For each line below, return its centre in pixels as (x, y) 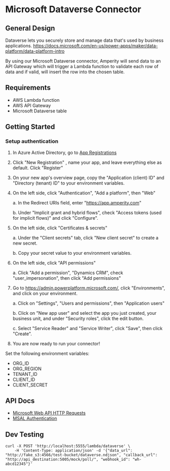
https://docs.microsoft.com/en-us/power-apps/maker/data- (95, 46)
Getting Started (30, 127)
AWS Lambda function (36, 100)
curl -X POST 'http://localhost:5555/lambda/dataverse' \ (68, 446)
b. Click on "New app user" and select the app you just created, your (84, 313)
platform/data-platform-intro (35, 51)
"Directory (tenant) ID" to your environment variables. (69, 183)
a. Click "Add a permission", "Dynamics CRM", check (68, 273)
